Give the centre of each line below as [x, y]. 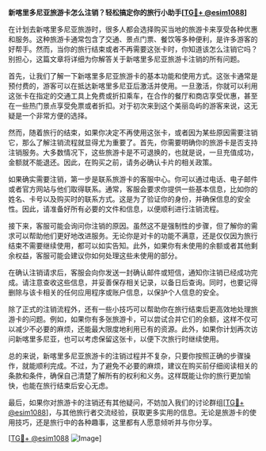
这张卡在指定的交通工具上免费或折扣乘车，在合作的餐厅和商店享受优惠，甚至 [133, 96]
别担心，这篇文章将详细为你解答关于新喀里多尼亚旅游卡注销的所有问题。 [126, 59]
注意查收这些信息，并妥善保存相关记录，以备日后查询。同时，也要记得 [143, 282]
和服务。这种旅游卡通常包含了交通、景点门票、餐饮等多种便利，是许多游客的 [133, 39]
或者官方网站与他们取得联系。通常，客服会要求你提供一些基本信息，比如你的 [133, 189]
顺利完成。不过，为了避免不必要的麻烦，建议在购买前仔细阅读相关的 [146, 366]
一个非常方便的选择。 [57, 116]
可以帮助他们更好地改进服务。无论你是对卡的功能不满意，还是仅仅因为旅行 [136, 236]
